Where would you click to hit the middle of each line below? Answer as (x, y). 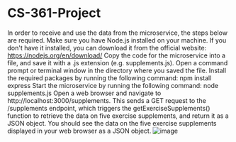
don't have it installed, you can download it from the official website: (107, 48)
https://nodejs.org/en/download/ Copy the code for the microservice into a (116, 55)
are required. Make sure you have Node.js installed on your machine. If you (117, 40)
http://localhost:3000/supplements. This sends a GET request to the (107, 100)
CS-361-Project (54, 13)
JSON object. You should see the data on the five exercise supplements (112, 123)
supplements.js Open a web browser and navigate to (84, 93)
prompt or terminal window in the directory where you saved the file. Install (117, 70)
